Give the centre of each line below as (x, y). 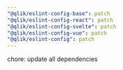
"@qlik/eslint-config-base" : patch (59, 14)
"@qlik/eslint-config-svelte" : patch (62, 26)
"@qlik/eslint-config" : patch (51, 40)
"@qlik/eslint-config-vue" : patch (57, 33)
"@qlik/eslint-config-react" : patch (60, 20)
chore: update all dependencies (52, 59)
